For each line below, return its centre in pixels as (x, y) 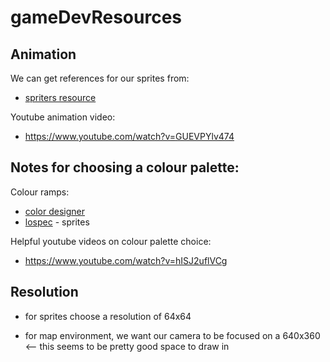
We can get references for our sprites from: (100, 78)
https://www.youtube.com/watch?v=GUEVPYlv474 (129, 136)
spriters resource (60, 97)
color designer (54, 211)
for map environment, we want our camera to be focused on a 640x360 (172, 335)
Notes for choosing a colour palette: (125, 167)
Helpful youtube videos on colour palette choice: (111, 241)
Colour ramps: (40, 192)
